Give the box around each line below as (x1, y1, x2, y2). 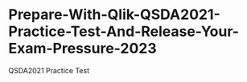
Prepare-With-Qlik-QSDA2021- (8, 6, 221, 24)
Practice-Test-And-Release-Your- (8, 22, 240, 41)
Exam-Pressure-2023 (8, 40, 157, 57)
